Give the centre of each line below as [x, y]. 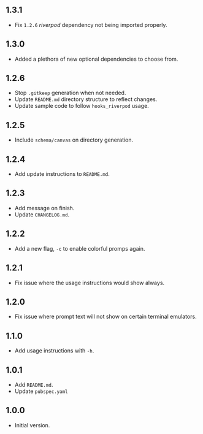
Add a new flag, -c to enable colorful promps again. [80, 248]
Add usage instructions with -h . [54, 351]
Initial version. [32, 425]
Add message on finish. [44, 208]
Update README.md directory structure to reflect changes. [86, 99]
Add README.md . [34, 384]
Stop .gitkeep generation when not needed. [70, 93]
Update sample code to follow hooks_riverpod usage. [82, 106]
